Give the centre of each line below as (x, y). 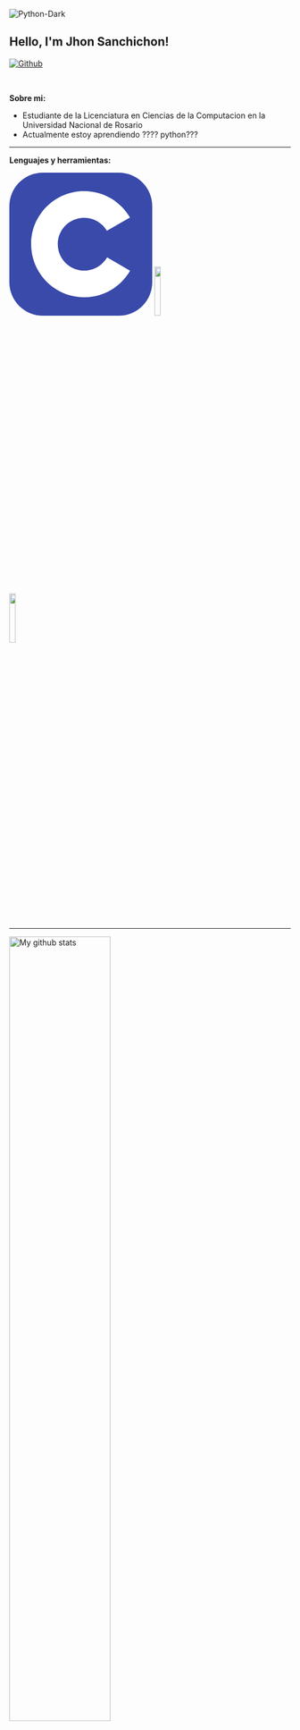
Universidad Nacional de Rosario (82, 124)
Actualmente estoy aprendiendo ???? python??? (110, 134)
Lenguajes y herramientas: (60, 160)
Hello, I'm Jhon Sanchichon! (89, 42)
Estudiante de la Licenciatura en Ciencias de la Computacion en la (144, 115)
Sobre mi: (28, 97)
